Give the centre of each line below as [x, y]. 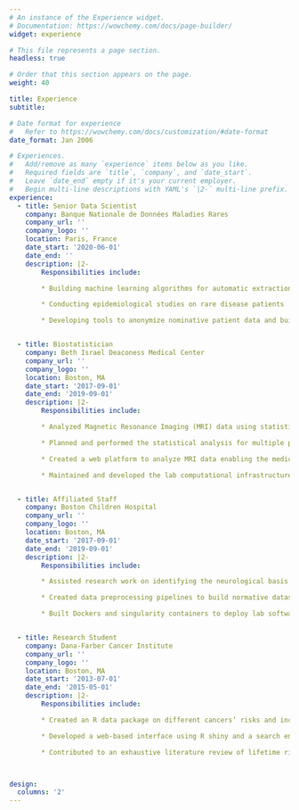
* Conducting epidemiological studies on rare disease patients [163, 304]
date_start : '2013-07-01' [73, 679]
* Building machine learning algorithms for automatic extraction [167, 288]
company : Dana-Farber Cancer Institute [99, 646]
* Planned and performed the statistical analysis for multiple [163, 442]
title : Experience [43, 99]
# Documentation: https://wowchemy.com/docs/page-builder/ [121, 26]
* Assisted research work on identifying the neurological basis [165, 582]
